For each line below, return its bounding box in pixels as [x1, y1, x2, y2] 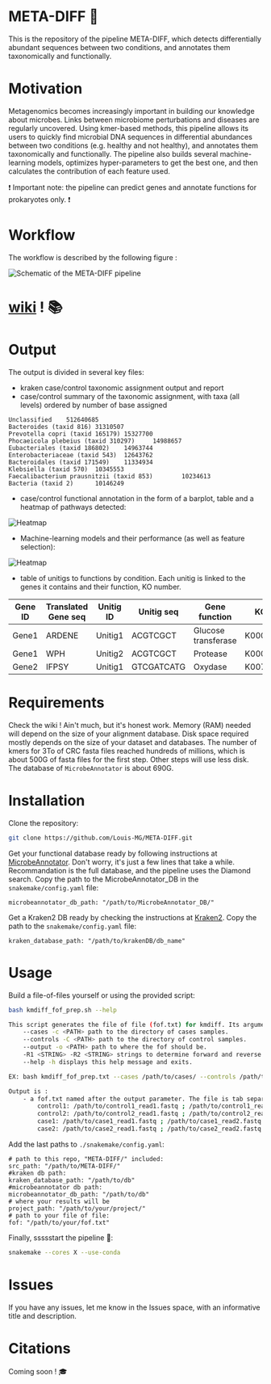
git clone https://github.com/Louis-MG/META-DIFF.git [8, 834, 194, 842]
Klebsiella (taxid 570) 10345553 [8, 465, 125, 473]
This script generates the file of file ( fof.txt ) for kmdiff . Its [8, 1020, 240, 1029]
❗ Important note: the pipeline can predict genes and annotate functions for [8, 182, 256, 192]
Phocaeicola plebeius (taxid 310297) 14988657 [8, 436, 182, 445]
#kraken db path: [8, 1169, 67, 1177]
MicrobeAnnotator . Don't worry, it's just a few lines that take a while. [8, 856, 236, 867]
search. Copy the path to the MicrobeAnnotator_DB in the [8, 874, 199, 884]
